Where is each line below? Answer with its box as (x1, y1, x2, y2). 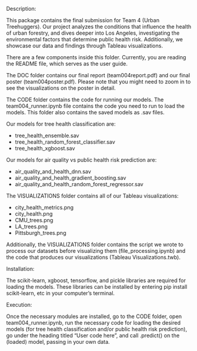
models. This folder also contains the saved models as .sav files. (6, 109, 165, 116)
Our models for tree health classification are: (6, 120, 116, 128)
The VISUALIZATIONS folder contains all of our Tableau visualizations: (6, 192, 179, 199)
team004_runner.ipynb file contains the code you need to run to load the (6, 102, 185, 110)
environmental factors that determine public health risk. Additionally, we (6, 36, 183, 43)
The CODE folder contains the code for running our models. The (6, 96, 164, 103)
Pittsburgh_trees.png (14, 229, 67, 236)
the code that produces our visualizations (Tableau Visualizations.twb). (6, 254, 181, 261)
